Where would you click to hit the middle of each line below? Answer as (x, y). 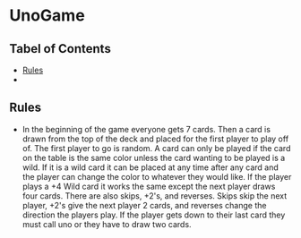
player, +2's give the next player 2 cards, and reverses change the (144, 205)
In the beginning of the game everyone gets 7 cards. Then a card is (146, 129)
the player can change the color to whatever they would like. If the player (157, 176)
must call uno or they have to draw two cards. (107, 224)
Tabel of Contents (60, 49)
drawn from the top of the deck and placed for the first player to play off (155, 139)
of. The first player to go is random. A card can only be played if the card (156, 148)
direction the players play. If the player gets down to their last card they (154, 215)
